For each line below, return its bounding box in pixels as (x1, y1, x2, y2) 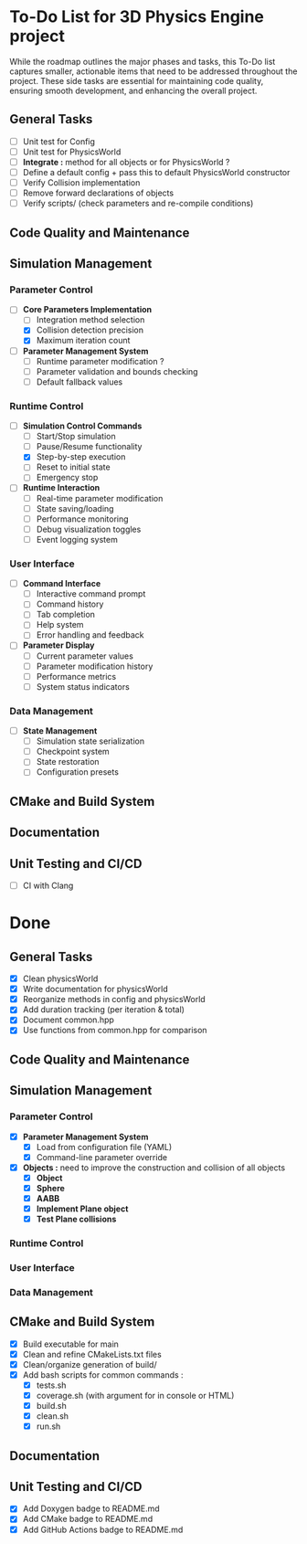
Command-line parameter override (36, 1151, 167, 1162)
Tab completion (36, 609, 96, 620)
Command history (36, 598, 104, 609)
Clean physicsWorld (22, 973, 99, 984)
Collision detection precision (36, 324, 144, 335)
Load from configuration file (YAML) (36, 1141, 172, 1152)
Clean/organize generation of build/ (22, 1359, 157, 1370)
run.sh (36, 1421, 61, 1432)
